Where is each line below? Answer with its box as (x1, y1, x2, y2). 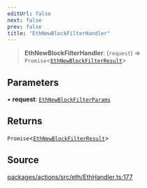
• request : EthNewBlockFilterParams (7, 95, 111, 103)
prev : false (7, 23, 42, 30)
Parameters (7, 76, 59, 88)
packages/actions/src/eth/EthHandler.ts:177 (7, 173, 133, 181)
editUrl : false (7, 10, 52, 17)
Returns (7, 115, 43, 127)
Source (7, 154, 40, 166)
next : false (7, 17, 42, 24)
